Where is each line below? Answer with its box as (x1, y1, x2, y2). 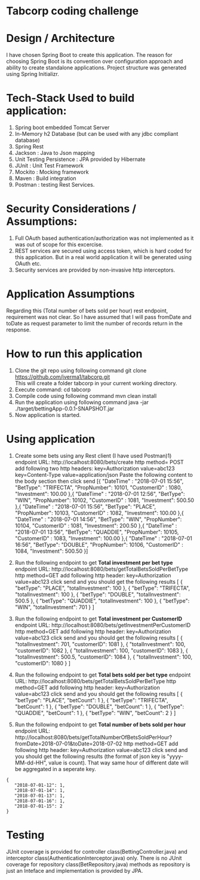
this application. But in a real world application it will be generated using (14, 254, 192, 261)
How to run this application (6, 347, 143, 361)
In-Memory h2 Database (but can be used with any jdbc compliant (14, 130, 179, 138)
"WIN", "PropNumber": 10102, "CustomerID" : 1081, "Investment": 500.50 (14, 497, 195, 504)
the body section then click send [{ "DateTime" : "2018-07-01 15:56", (14, 477, 184, 485)
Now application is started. (14, 411, 81, 418)
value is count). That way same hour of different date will (48, 759, 189, 766)
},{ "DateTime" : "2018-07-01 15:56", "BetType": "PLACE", (14, 503, 156, 510)
